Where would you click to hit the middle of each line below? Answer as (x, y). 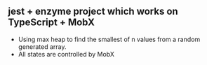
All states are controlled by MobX (66, 54)
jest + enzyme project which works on (93, 12)
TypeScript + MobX (52, 23)
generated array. (42, 46)
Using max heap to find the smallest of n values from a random (109, 39)
